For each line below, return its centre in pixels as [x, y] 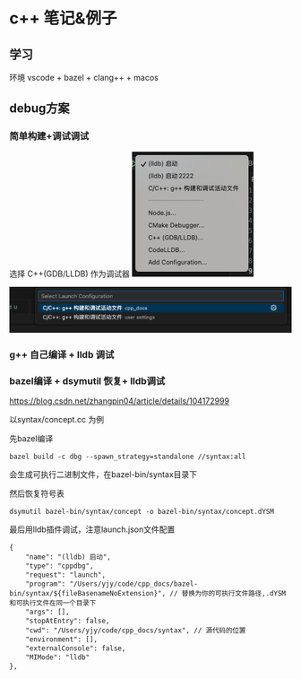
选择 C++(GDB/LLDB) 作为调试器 [69, 274]
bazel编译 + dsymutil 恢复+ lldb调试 [87, 380]
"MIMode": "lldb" [58, 657]
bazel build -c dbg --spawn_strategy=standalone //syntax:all [128, 457]
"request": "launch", [65, 575]
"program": [46, 584]
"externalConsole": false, [76, 648]
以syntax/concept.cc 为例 [57, 419]
